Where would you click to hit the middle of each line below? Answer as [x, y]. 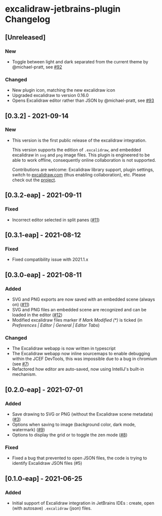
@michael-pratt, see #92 [37, 67]
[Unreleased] [25, 37]
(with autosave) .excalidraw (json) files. [52, 508]
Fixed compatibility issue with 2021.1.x [50, 260]
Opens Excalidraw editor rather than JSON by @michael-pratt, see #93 [83, 100]
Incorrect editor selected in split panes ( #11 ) [56, 220]
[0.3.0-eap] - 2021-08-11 [43, 275]
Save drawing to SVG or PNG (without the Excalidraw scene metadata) [82, 414]
